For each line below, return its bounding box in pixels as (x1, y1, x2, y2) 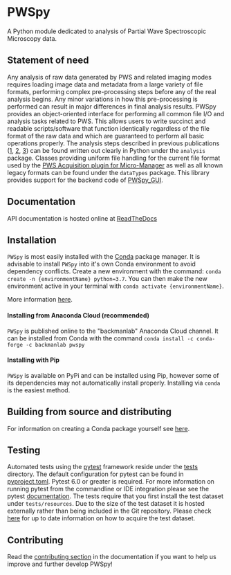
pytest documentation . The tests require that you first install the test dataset (7, 492, 223, 500)
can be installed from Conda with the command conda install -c (7, 334, 194, 343)
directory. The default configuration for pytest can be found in (7, 470, 184, 478)
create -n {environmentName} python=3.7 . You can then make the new (7, 275, 207, 283)
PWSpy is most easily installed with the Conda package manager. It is (7, 253, 201, 261)
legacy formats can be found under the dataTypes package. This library (7, 168, 210, 176)
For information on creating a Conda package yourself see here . (7, 424, 190, 432)
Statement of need (7, 55, 89, 66)
